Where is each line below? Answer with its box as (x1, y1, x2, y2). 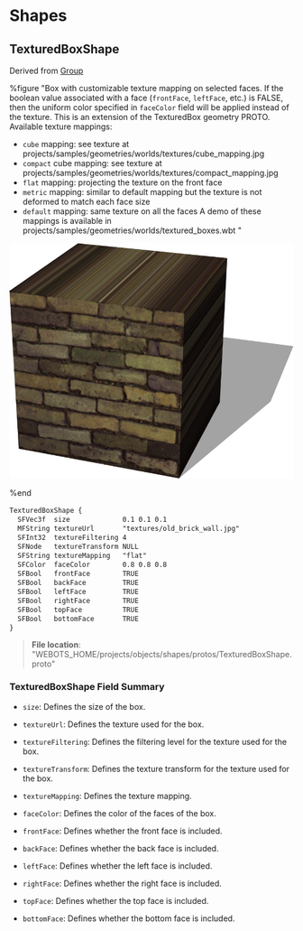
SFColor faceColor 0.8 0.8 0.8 (17, 560, 168, 569)
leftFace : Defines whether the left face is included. (22, 860, 213, 871)
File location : (31, 638, 81, 650)
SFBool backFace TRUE (17, 578, 140, 587)
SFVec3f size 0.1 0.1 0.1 (17, 515, 168, 524)
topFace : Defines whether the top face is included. (22, 895, 209, 906)
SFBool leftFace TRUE (17, 587, 140, 596)
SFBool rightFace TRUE (17, 596, 140, 605)
